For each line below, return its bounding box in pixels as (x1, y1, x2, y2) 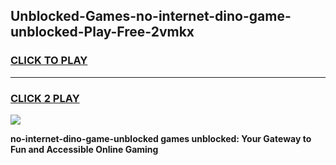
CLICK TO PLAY (10, 54, 88, 68)
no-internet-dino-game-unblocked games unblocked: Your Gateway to (10, 132, 312, 144)
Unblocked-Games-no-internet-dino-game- (10, 8, 292, 25)
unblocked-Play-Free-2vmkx (10, 24, 195, 41)
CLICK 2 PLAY (10, 91, 80, 105)
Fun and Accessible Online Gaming (10, 143, 159, 155)
